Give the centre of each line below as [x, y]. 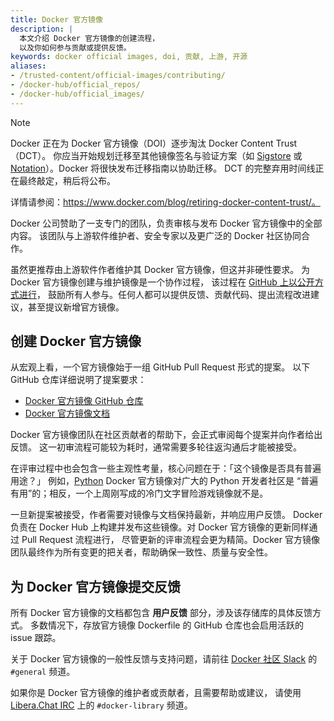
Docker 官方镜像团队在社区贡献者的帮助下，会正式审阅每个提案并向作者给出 [166, 435]
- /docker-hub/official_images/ [77, 94]
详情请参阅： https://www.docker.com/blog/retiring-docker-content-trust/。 [165, 202]
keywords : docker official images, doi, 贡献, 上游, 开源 [129, 57]
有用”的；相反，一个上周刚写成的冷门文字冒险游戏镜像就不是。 [139, 493]
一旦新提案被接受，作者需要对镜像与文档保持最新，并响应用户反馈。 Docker [166, 515]
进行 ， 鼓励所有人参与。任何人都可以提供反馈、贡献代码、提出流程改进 [164, 294]
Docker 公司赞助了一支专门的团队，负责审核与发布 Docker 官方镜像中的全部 [166, 223]
